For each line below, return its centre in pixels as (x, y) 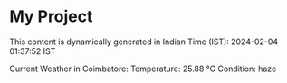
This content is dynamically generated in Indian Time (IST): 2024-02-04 (144, 41)
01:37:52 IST (33, 51)
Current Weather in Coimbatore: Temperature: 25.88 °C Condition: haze (143, 69)
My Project (51, 17)
